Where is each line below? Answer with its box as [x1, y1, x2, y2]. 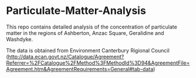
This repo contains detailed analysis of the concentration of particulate [6, 23, 177, 30]
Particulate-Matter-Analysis [6, 4, 147, 17]
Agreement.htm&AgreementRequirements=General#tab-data [6, 65, 154, 72]
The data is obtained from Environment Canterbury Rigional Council [6, 47, 170, 54]
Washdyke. [6, 36, 33, 42]
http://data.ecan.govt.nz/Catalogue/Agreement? [8, 53, 124, 60]
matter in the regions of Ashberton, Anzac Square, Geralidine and [6, 29, 164, 36]
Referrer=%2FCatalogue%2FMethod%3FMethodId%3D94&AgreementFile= [6, 59, 190, 66]
